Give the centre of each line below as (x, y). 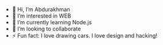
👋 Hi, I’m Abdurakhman (41, 9)
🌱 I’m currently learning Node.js (52, 22)
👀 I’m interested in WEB (42, 16)
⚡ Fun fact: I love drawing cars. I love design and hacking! (85, 36)
